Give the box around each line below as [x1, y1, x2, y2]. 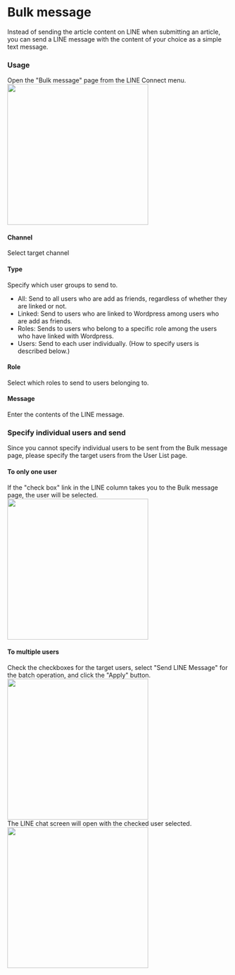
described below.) [17, 347, 70, 355]
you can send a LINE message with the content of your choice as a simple [7, 35, 222, 43]
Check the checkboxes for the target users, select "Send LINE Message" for [7, 663, 228, 671]
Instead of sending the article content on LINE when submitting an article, [7, 27, 220, 36]
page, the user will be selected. [7, 490, 99, 499]
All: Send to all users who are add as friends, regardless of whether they [17, 294, 227, 303]
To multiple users [7, 647, 60, 656]
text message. [7, 42, 49, 51]
